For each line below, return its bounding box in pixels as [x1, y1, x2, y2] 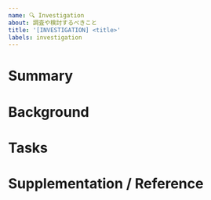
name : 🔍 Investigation [8, 11, 85, 20]
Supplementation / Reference [8, 175, 204, 192]
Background [8, 103, 89, 121]
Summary [8, 67, 73, 85]
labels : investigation [8, 33, 82, 42]
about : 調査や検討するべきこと [8, 19, 97, 27]
